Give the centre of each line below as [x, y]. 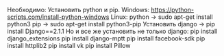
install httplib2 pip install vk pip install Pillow [69, 46]
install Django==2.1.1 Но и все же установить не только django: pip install [112, 31]
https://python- [172, 10]
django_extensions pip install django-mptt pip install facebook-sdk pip [106, 38]
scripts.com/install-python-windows [58, 17]
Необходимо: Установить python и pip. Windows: [78, 10]
